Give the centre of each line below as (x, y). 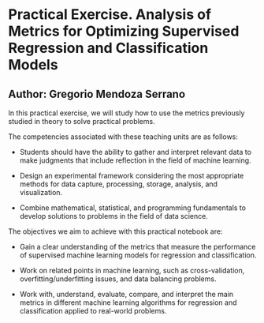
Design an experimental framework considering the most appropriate (132, 176)
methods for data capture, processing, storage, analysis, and (119, 184)
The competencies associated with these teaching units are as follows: (123, 137)
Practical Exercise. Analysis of (110, 15)
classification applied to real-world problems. (93, 311)
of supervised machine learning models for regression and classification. (138, 255)
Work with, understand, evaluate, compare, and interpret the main (126, 294)
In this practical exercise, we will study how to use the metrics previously (126, 113)
